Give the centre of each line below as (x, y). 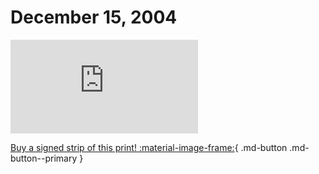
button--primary (44, 158)
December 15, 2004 (94, 17)
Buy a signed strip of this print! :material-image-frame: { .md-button (149, 147)
